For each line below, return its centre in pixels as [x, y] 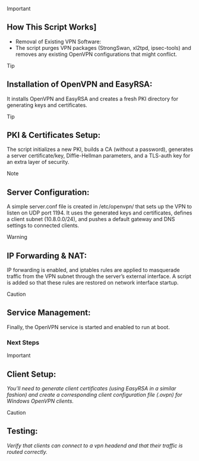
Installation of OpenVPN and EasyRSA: [80, 85]
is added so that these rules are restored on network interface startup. [93, 283]
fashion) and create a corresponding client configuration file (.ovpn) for [95, 394]
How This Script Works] [52, 27]
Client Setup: [31, 374]
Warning [17, 237]
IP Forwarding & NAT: [47, 256]
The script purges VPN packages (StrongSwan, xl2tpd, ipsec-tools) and [103, 48]
